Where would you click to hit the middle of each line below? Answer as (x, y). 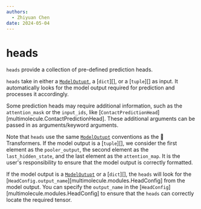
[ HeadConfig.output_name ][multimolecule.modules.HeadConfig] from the (96, 181)
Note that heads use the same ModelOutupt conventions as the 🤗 (85, 137)
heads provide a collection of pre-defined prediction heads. (79, 69)
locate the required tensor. (39, 200)
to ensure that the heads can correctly (147, 193)
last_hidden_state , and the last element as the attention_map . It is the (93, 156)
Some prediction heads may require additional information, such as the (94, 106)
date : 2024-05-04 (28, 23)
